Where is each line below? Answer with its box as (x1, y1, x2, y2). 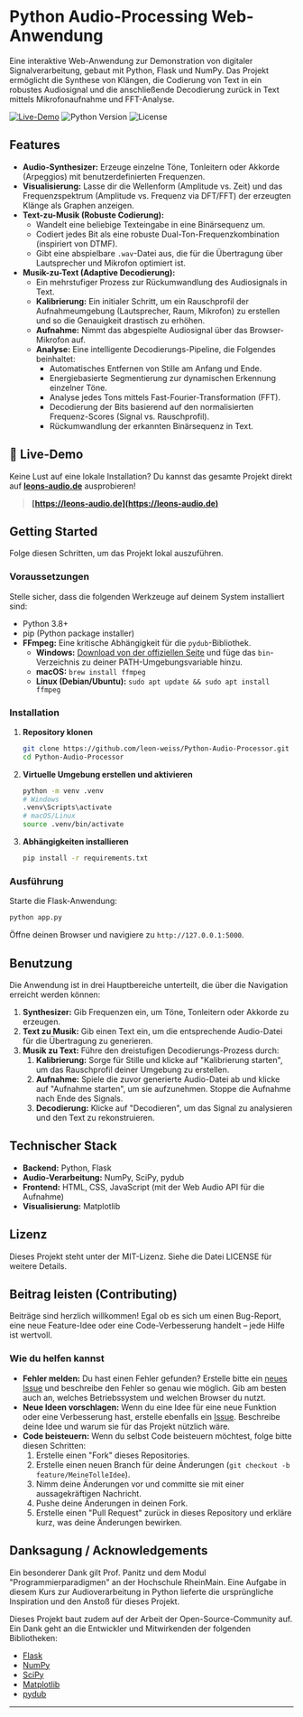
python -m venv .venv (22, 786, 104, 796)
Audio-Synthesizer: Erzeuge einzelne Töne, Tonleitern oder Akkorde (22, 161, 280, 173)
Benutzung (9, 956, 73, 971)
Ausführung (9, 874, 64, 887)
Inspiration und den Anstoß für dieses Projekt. (9, 1596, 180, 1607)
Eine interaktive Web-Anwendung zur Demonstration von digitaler (9, 55, 253, 66)
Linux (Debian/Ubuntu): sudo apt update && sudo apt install (35, 676, 271, 686)
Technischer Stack (9, 1138, 117, 1153)
